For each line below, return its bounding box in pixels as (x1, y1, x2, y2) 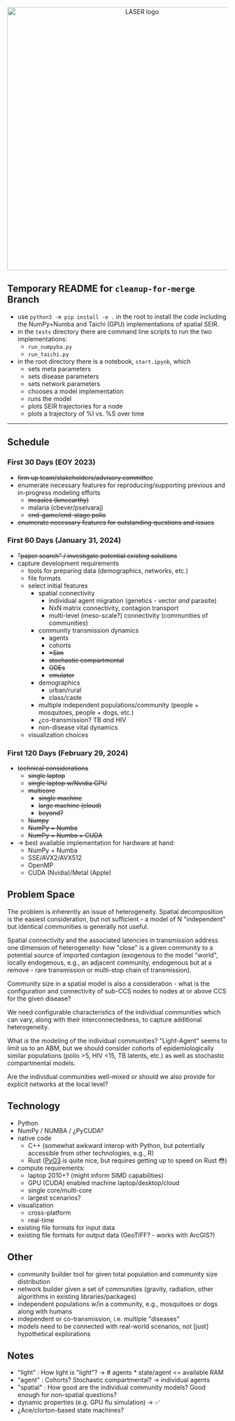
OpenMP (27, 861, 54, 870)
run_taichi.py (27, 351, 69, 358)
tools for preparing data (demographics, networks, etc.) (27, 566, 189, 575)
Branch (7, 293, 40, 305)
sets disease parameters (27, 372, 99, 381)
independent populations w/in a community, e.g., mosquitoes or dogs (17, 1300, 218, 1308)
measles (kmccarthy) (27, 496, 90, 504)
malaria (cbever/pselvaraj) (27, 503, 104, 512)
